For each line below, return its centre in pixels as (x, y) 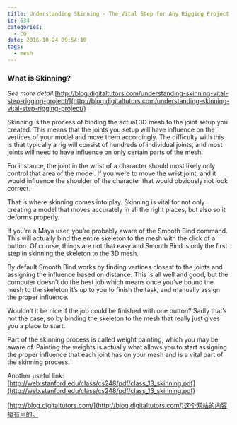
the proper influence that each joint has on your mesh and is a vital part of (115, 355)
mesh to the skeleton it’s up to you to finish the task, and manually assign (114, 290)
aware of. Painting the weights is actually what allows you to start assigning (117, 347)
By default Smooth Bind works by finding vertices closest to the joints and (115, 267)
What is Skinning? (39, 78)
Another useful (29, 376)
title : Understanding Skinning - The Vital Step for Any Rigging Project (118, 14)
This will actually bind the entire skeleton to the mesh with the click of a (111, 238)
